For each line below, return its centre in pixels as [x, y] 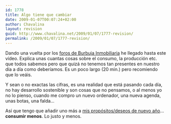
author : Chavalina [25, 24]
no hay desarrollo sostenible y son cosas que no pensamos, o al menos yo [84, 90]
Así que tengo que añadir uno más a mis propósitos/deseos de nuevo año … [85, 111]
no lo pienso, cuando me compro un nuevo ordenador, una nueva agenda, [83, 95]
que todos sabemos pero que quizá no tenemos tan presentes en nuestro [82, 64]
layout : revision [24, 29]
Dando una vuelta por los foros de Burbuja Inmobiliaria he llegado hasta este [86, 53]
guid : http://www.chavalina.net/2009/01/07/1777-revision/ [69, 34]
